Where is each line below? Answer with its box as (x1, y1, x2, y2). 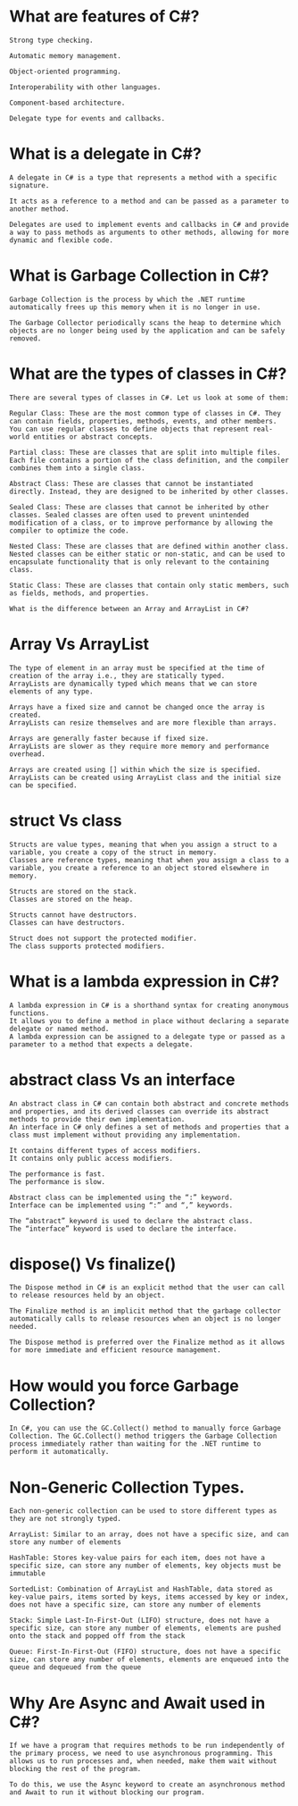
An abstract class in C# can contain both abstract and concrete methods (9, 1099, 290, 1108)
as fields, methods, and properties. (9, 588, 150, 598)
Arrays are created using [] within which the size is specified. (9, 765, 261, 774)
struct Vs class (9, 811, 122, 830)
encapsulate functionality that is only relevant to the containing (9, 557, 269, 567)
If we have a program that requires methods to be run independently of (9, 1741, 286, 1751)
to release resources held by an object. (9, 1291, 166, 1300)
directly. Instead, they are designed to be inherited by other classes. (9, 487, 290, 496)
